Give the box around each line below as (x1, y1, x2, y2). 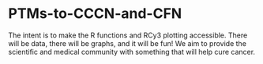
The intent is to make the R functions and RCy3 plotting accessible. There (8, 30, 248, 40)
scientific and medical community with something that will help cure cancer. (8, 47, 255, 56)
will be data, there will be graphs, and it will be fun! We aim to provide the (8, 38, 247, 48)
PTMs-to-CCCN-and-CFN (8, 5, 182, 23)
